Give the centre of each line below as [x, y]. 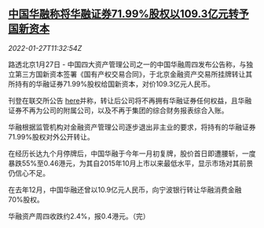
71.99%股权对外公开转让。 [51, 136]
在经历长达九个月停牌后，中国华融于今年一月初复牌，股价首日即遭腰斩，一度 [132, 153]
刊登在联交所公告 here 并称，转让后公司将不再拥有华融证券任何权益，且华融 [130, 100]
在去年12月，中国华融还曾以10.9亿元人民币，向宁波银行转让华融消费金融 [125, 190]
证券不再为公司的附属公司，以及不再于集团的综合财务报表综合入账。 [118, 110]
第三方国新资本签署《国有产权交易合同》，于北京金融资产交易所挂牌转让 [130, 74]
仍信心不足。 [29, 173]
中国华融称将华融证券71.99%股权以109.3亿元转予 [128, 14]
